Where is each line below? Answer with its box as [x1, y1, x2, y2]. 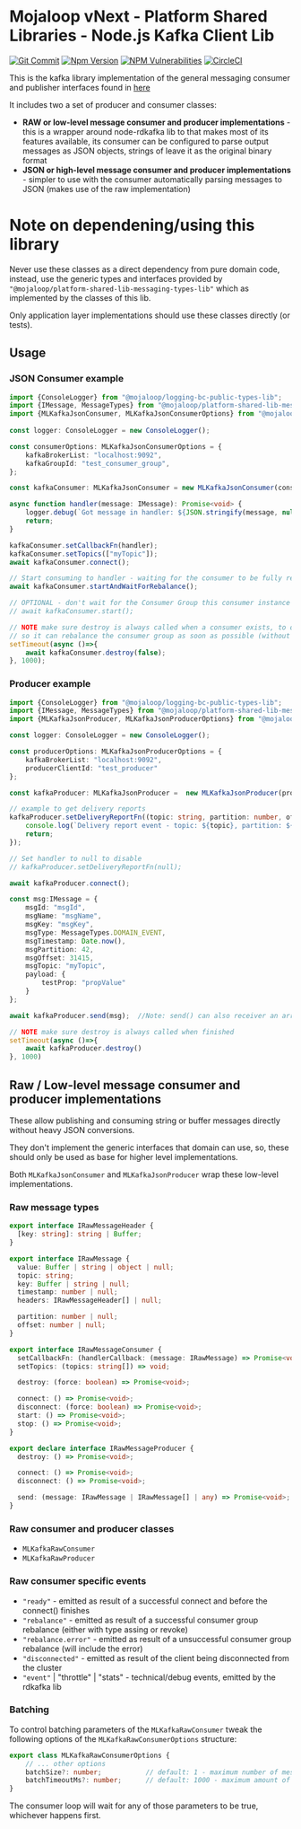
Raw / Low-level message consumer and [9, 1077, 241, 1093]
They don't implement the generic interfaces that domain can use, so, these [9, 1142, 289, 1153]
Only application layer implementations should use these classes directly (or [9, 310, 291, 321]
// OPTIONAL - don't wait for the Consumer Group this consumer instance [9, 599, 291, 608]
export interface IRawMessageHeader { [9, 1221, 154, 1231]
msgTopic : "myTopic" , [25, 962, 106, 971]
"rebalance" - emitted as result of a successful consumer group [21, 1614, 259, 1625]
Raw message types [9, 1200, 99, 1213]
